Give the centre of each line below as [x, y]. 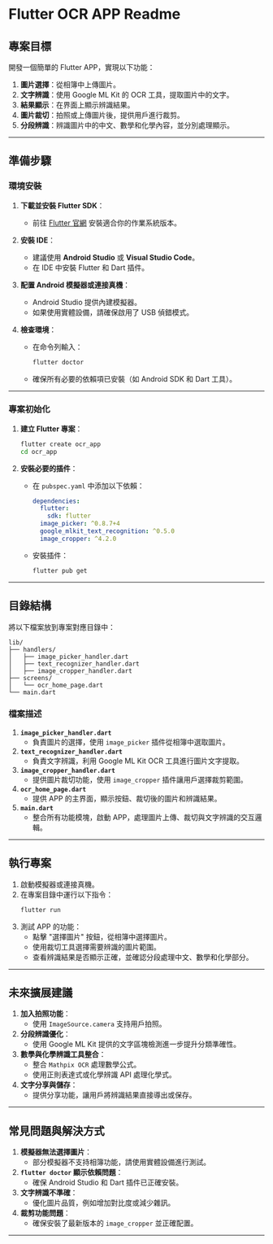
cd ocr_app [39, 452]
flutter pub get [60, 570]
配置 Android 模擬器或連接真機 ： [75, 285]
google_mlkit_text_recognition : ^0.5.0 [107, 531]
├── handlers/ [32, 649]
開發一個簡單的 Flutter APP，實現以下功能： [82, 67]
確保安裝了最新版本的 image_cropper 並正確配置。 [115, 1223]
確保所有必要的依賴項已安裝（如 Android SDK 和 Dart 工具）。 [134, 378]
